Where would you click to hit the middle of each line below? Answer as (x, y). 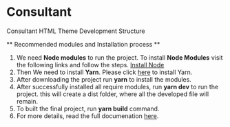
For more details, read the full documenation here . (87, 116)
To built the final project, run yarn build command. (88, 108)
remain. (27, 101)
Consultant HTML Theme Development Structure (76, 31)
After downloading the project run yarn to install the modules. (104, 79)
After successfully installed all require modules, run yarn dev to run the (117, 86)
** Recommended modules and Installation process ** (83, 44)
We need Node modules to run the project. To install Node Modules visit (119, 57)
